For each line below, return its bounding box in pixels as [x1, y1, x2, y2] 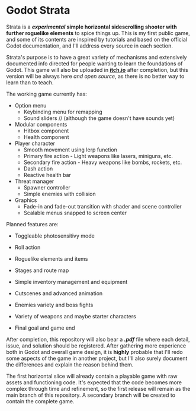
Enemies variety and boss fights [14, 301, 94, 308]
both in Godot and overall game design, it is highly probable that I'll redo [6, 348, 183, 355]
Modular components [14, 121, 68, 128]
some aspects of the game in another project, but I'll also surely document [6, 355, 188, 362]
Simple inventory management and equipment [14, 278, 128, 285]
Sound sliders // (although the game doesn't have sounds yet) [23, 114, 175, 122]
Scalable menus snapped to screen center [23, 209, 127, 216]
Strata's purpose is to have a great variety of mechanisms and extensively [6, 53, 187, 61]
